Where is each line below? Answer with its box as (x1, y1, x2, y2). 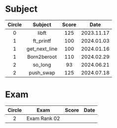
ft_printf (33, 37, 51, 44)
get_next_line (26, 45, 58, 52)
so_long (33, 61, 51, 68)
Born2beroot (27, 53, 57, 60)
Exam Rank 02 (26, 115, 60, 122)
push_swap (29, 69, 55, 76)
